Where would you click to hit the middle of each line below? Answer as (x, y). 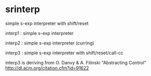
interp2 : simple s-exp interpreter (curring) (50, 43)
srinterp (23, 9)
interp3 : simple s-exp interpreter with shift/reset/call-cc (64, 53)
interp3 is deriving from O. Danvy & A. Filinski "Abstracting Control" (76, 62)
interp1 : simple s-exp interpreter (40, 33)
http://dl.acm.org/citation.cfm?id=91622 (47, 68)
